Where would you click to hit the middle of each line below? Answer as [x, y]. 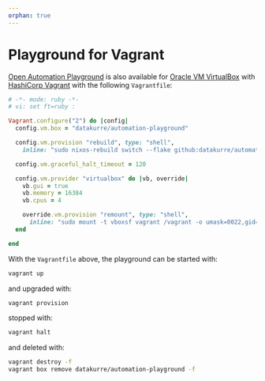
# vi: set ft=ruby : [42, 107]
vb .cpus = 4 [42, 201]
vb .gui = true [45, 186]
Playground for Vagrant [86, 54]
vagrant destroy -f [40, 362]
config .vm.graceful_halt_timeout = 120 [81, 164]
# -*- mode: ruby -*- [44, 100]
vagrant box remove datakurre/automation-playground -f [102, 370]
